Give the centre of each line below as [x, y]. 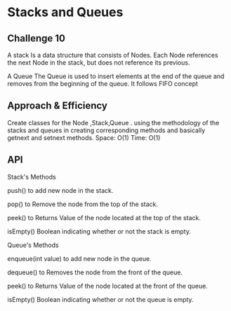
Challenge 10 [36, 38]
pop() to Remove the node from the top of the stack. [83, 204]
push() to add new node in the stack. [60, 190]
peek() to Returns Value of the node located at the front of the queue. [108, 286]
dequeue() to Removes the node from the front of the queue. [95, 272]
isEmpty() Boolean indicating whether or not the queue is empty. [101, 299]
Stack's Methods [32, 177]
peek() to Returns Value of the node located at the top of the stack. [104, 217]
